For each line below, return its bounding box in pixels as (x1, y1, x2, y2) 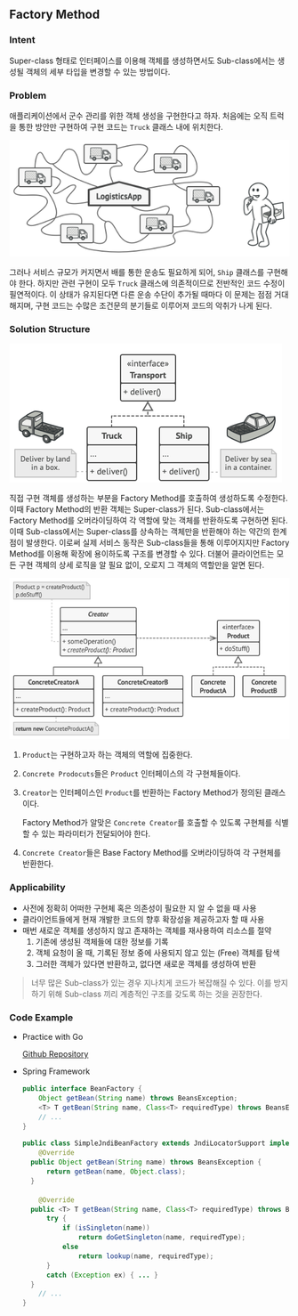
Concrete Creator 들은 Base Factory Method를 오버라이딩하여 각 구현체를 (21, 848, 282, 858)
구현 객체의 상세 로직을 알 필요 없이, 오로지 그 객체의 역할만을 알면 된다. (18, 560, 265, 571)
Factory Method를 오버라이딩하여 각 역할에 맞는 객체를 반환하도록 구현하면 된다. (9, 516, 288, 526)
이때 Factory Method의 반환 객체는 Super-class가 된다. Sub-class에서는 (9, 504, 265, 515)
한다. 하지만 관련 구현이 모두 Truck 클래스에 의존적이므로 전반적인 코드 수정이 (18, 278, 286, 288)
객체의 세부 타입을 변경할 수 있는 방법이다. (25, 66, 171, 77)
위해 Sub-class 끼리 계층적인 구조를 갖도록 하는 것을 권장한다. (47, 988, 262, 999)
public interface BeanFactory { (21, 1084, 142, 1093)
